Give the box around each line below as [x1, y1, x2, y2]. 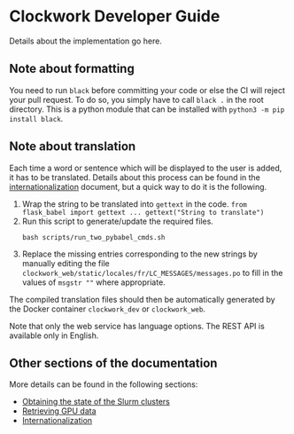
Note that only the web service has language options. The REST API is [9, 320, 266, 331]
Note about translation [9, 139, 136, 154]
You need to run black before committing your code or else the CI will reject [9, 84, 286, 95]
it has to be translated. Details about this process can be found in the [9, 171, 261, 183]
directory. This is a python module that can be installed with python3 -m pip [9, 104, 285, 114]
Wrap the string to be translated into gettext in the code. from [21, 198, 248, 209]
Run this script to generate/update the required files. [21, 216, 214, 226]
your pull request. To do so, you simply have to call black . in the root [9, 94, 264, 105]
